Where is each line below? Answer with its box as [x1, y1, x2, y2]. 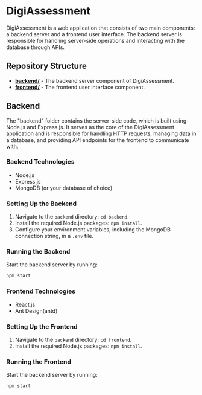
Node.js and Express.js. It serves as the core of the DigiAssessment [6, 123, 175, 130]
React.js [14, 301, 36, 308]
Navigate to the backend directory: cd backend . [14, 213, 130, 220]
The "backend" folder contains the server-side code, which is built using [6, 117, 187, 124]
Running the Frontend [6, 358, 71, 366]
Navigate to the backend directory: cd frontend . [14, 336, 132, 343]
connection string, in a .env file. [14, 233, 94, 240]
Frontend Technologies [6, 287, 76, 295]
